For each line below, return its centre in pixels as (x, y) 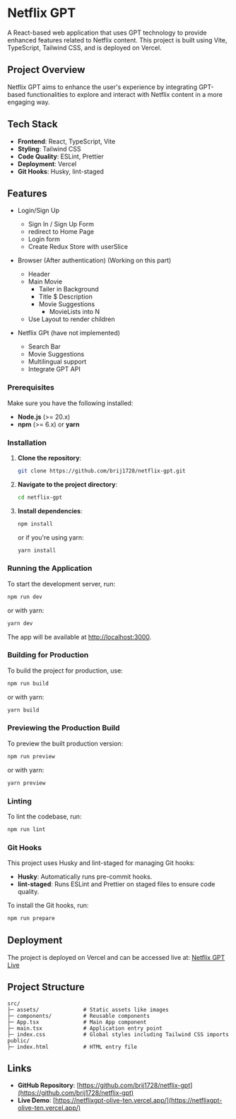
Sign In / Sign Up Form (61, 224)
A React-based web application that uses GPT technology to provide (107, 33)
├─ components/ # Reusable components (79, 1016)
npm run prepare (31, 918)
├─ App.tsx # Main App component (77, 1022)
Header (39, 274)
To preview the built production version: (65, 743)
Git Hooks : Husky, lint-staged (61, 171)
